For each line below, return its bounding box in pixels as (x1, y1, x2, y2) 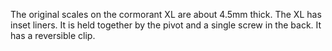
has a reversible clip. (10, 30, 96, 41)
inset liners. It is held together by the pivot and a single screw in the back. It (10, 19, 322, 31)
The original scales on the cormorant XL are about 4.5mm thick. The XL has (10, 9, 322, 20)
